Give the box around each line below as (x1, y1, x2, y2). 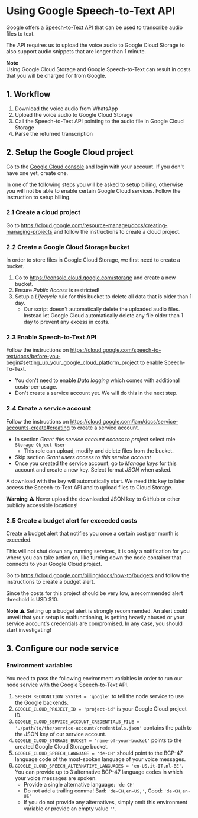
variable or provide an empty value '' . (23, 805, 117, 812)
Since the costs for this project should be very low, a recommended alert (6, 590, 183, 597)
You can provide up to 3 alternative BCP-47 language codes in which (14, 768, 183, 775)
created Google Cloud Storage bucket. (14, 743, 109, 750)
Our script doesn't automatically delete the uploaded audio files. (23, 305, 180, 313)
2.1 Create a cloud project (6, 208, 81, 217)
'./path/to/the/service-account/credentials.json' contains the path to (14, 724, 192, 731)
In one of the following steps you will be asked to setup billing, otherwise (6, 181, 183, 188)
